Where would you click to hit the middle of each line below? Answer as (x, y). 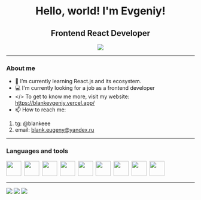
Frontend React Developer (100, 33)
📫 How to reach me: (40, 110)
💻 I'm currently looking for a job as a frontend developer (85, 88)
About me (21, 68)
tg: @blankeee (33, 123)
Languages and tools (37, 151)
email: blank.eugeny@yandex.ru (54, 130)
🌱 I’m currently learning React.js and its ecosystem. (78, 81)
